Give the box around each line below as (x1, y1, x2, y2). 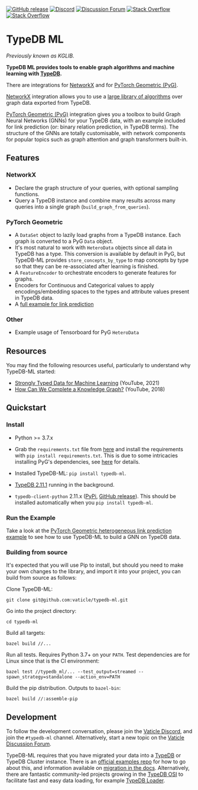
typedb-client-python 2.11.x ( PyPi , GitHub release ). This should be (14, 492, 176, 500)
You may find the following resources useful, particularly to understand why (6, 362, 191, 369)
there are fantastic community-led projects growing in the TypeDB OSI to (6, 770, 184, 778)
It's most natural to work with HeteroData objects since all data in (14, 243, 173, 251)
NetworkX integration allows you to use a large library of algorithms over (6, 92, 183, 100)
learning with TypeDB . (6, 70, 62, 77)
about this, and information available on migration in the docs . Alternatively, (6, 765, 190, 772)
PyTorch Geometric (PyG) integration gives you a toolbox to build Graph (6, 110, 181, 118)
